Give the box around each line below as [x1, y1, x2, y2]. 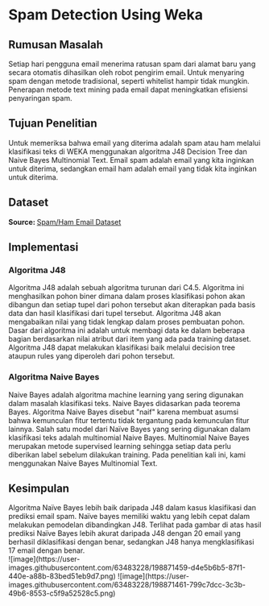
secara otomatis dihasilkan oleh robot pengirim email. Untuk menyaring [8, 68, 245, 77]
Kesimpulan [8, 482, 70, 495]
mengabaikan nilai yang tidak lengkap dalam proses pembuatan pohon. [8, 317, 246, 327]
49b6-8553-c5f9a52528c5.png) [8, 588, 116, 598]
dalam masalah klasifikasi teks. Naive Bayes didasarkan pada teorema [8, 398, 241, 408]
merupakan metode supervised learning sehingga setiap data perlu [8, 441, 232, 450]
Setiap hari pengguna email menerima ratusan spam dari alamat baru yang [8, 59, 256, 68]
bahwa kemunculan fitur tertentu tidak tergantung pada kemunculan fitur [8, 415, 250, 425]
